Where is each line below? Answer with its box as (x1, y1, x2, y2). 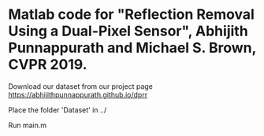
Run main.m (8, 120, 47, 130)
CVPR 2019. (8, 56, 88, 74)
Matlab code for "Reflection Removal (8, 6, 255, 24)
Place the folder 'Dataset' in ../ (8, 105, 107, 115)
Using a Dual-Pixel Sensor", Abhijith (8, 22, 248, 40)
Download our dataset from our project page (8, 81, 154, 91)
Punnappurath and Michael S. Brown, (8, 39, 257, 57)
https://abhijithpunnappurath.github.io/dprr (8, 90, 148, 99)
